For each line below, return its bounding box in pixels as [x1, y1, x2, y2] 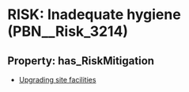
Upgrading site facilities [18, 75, 96, 84]
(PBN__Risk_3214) [7, 22, 128, 40]
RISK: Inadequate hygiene [7, 6, 181, 24]
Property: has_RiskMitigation [7, 54, 155, 67]
